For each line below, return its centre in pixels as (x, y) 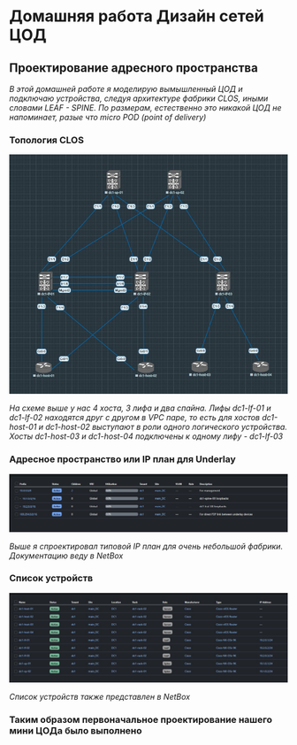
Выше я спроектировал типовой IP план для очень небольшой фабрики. (146, 546)
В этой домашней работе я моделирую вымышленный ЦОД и (126, 89)
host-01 (23, 427)
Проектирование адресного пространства (133, 68)
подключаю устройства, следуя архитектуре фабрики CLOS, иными (139, 98)
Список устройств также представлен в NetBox (100, 697)
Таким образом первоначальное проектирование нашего (141, 720)
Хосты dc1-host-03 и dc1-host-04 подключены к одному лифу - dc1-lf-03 (146, 436)
